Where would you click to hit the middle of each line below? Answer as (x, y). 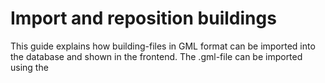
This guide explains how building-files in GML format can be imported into (163, 46)
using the (29, 67)
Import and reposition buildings (143, 18)
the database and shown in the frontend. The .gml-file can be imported (156, 56)
